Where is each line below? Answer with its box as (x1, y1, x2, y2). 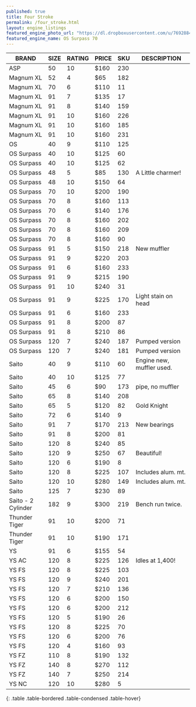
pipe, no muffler (135, 383, 180, 390)
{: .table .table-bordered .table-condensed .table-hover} (6, 695, 141, 702)
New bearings (135, 421, 174, 428)
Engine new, (135, 356, 170, 364)
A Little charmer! (135, 169, 181, 176)
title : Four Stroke (6, 14, 54, 20)
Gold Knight (135, 401, 168, 410)
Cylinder (9, 504, 33, 512)
